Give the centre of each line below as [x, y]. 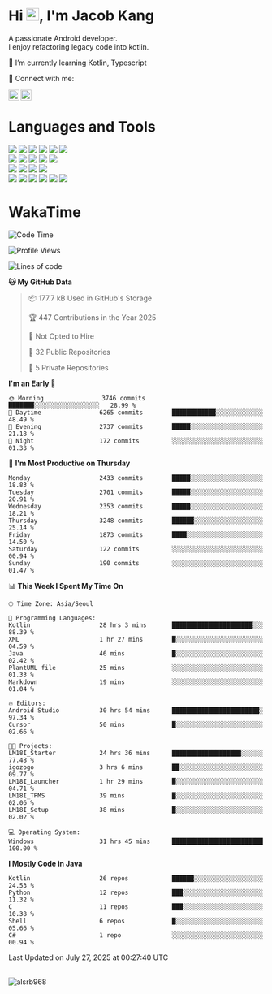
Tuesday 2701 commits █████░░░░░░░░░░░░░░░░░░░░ [136, 492]
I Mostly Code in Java [45, 863]
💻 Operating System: [45, 832]
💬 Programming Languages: [52, 618]
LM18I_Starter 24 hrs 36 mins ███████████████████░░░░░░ [136, 753]
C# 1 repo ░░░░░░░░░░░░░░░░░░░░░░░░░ [136, 935]
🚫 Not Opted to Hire [61, 336]
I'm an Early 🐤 [32, 383]
